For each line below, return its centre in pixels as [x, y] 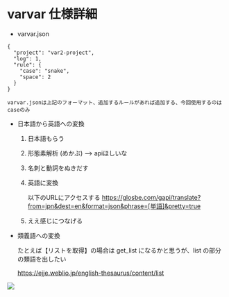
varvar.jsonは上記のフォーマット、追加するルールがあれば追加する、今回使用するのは [114, 102]
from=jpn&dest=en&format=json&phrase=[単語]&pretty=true [114, 206]
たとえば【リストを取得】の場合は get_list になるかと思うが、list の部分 [119, 250]
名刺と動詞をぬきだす [58, 168]
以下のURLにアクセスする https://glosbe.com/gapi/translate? [114, 197]
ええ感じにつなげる [55, 221]
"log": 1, [27, 59]
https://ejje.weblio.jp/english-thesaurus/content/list [91, 273]
